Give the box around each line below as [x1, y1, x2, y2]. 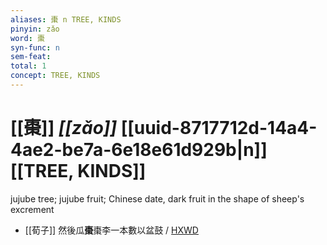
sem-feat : [10, 52, 52, 62]
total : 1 [10, 61, 47, 71]
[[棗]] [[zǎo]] [10, 117, 117, 140]
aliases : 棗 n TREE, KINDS [10, 14, 122, 25]
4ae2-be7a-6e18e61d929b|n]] [10, 139, 268, 161]
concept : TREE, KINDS [10, 71, 101, 81]
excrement [10, 203, 55, 215]
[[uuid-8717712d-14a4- [120, 117, 318, 140]
